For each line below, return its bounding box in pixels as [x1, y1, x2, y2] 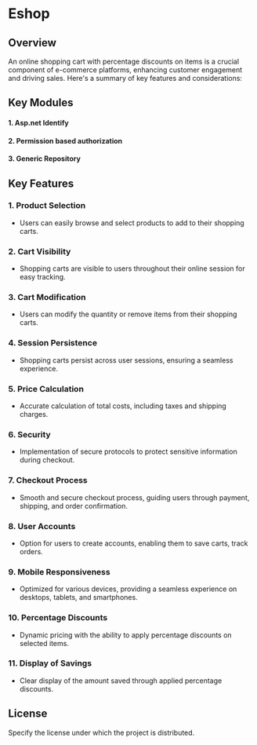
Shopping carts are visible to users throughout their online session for [19, 264, 245, 273]
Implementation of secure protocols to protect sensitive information [19, 447, 237, 456]
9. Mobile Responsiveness [8, 566, 111, 577]
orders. [19, 546, 43, 556]
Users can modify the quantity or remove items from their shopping [19, 309, 237, 319]
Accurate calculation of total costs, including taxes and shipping [19, 401, 227, 411]
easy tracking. [19, 272, 66, 282]
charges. [19, 410, 49, 419]
